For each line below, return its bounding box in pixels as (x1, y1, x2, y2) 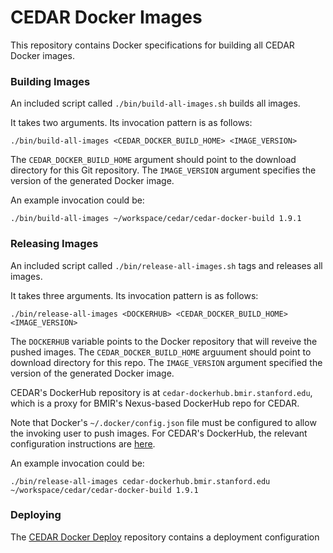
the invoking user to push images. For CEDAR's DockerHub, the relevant (10, 427, 308, 439)
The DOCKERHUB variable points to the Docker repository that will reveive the (10, 335, 318, 347)
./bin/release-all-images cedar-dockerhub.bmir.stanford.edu (10, 476, 271, 486)
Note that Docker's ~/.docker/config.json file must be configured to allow (10, 416, 317, 428)
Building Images (10, 74, 91, 88)
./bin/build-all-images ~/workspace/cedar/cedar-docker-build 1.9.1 (10, 214, 302, 224)
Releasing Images (10, 237, 99, 251)
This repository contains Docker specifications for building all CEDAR (10, 39, 295, 51)
